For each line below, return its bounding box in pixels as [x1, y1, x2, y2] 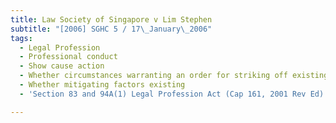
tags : [10, 33, 33, 43]
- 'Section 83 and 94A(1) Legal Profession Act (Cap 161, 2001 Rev [19, 89, 307, 99]
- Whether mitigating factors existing [19, 80, 186, 90]
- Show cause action [19, 61, 105, 71]
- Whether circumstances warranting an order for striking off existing [19, 71, 329, 81]
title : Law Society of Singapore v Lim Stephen [10, 14, 213, 25]
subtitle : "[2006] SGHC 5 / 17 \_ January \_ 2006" [10, 24, 213, 34]
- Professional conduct [19, 52, 118, 62]
